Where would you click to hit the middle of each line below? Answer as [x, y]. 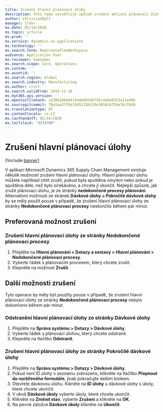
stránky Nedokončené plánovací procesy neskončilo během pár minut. [77, 206]
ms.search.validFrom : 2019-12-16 [39, 91]
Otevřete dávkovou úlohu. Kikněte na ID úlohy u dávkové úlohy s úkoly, [83, 384]
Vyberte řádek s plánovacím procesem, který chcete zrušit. [71, 263]
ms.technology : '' [24, 46]
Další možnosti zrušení [40, 283]
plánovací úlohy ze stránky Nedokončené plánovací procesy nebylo [73, 300]
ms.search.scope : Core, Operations [41, 64]
